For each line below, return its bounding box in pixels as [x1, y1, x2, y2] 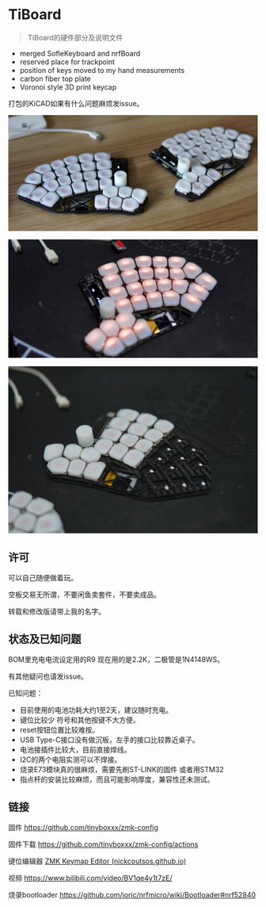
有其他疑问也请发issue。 [8, 672, 89, 681]
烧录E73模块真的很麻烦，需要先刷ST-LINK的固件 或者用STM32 [19, 765, 224, 775]
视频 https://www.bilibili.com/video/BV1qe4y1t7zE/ [8, 874, 173, 883]
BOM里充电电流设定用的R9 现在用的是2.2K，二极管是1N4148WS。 [8, 655, 224, 664]
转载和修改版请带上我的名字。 [8, 607, 105, 616]
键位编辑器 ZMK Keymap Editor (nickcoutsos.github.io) [8, 856, 187, 866]
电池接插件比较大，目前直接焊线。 [19, 745, 131, 755]
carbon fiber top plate [19, 74, 91, 83]
